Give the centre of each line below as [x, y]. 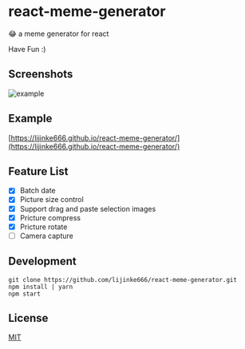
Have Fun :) [27, 49]
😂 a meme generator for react [59, 34]
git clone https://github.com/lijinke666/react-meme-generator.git [123, 280]
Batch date [38, 191]
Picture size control [51, 200]
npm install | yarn [41, 287]
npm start [25, 294]
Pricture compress [50, 217]
